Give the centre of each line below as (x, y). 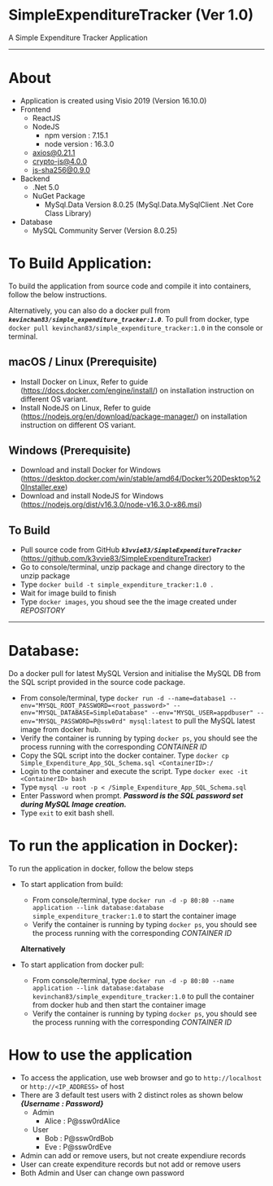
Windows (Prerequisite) (70, 451)
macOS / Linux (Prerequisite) (83, 362)
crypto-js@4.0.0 (60, 161)
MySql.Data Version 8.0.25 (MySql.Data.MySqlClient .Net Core (149, 204)
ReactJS (46, 118)
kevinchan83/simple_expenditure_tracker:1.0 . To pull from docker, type (129, 318)
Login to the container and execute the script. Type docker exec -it (134, 771)
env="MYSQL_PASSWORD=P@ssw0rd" (73, 722)
